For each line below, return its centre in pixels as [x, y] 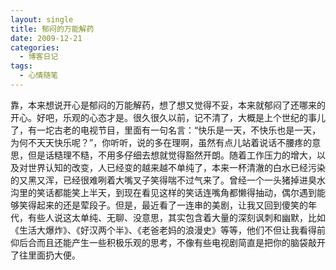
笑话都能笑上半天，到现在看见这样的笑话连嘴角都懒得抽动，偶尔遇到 [176, 192]
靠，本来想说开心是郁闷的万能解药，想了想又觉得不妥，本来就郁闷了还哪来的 [168, 105]
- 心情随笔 [39, 76]
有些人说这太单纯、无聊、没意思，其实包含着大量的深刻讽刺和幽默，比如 [176, 217]
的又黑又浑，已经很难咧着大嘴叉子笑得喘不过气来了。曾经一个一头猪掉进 [159, 180]
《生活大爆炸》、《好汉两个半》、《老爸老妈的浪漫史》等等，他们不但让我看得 [163, 230]
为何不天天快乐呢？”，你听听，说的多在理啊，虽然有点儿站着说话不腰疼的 [161, 142]
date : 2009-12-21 [46, 38]
